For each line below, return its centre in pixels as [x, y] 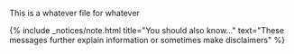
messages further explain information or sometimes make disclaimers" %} [147, 40]
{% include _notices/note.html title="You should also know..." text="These [147, 30]
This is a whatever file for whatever [74, 13]
